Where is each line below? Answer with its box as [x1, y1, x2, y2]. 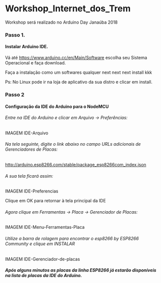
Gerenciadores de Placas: [5, 146, 58, 153]
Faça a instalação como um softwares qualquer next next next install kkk [5, 69, 152, 75]
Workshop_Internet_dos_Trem [5, 3, 131, 14]
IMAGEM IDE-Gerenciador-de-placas [5, 256, 80, 262]
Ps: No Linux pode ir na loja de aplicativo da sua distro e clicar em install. [5, 79, 153, 85]
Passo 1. [5, 31, 26, 38]
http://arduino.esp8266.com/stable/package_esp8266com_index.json [5, 161, 146, 167]
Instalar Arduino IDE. [5, 44, 48, 50]
